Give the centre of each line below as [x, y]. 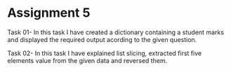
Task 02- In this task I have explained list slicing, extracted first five [105, 53]
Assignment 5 [49, 13]
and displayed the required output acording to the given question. [102, 39]
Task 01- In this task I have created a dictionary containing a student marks [116, 32]
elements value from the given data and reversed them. [87, 60]
